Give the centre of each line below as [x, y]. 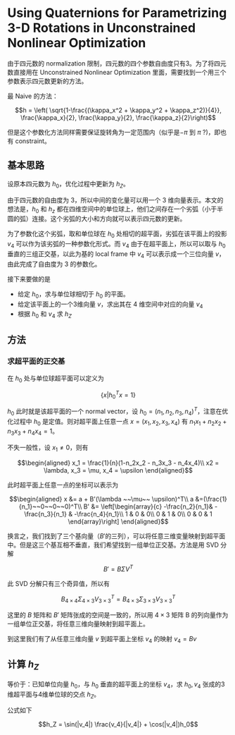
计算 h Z [23, 665]
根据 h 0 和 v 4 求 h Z [45, 315]
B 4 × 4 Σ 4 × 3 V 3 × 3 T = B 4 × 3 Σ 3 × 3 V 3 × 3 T [118, 599]
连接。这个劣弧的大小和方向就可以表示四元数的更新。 [109, 219]
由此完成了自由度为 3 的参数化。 [54, 264]
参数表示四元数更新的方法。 [47, 81]
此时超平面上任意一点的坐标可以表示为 [63, 485]
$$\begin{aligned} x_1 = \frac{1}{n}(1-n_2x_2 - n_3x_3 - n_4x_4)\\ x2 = [118, 463]
